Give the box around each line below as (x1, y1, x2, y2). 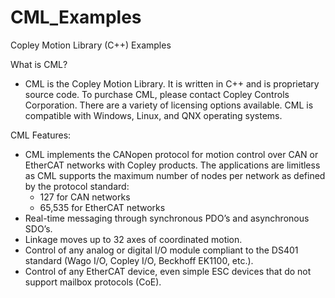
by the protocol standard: (24, 180, 130, 192)
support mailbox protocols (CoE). (24, 276, 162, 288)
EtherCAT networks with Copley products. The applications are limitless (24, 159, 321, 171)
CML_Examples (10, 6, 142, 29)
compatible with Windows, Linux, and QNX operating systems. (24, 109, 283, 121)
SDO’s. (24, 222, 53, 235)
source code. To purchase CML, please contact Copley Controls (24, 88, 290, 100)
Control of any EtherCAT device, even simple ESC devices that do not (24, 265, 312, 277)
